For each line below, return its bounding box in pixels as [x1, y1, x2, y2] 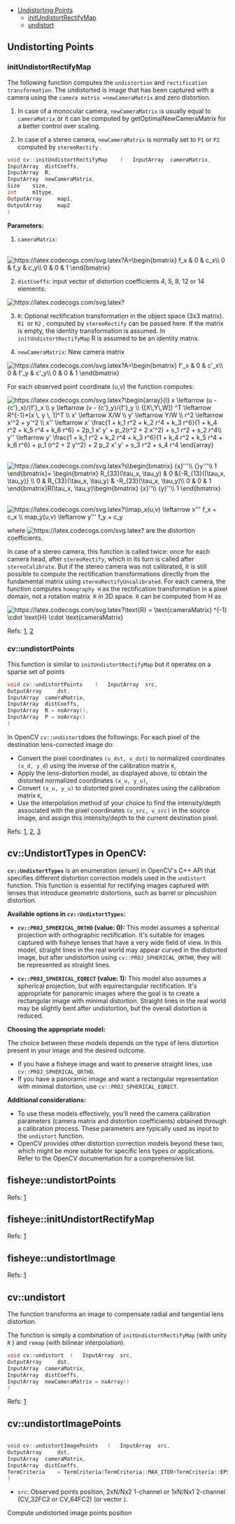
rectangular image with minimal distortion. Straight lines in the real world [17, 996, 227, 1005]
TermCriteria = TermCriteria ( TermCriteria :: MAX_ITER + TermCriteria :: [7, 1469, 220, 1476]
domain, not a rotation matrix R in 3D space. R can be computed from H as [7, 592, 222, 600]
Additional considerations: [7, 1095, 86, 1104]
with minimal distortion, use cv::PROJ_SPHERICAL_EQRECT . [17, 1082, 179, 1090]
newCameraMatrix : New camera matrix [17, 347, 124, 356]
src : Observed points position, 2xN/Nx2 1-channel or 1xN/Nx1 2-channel [17, 1487, 226, 1496]
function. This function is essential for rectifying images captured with [7, 881, 210, 889]
